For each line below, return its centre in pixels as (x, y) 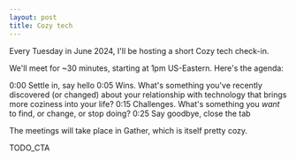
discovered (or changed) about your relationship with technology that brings (148, 95)
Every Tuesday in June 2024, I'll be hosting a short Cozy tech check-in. (139, 50)
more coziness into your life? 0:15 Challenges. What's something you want (144, 103)
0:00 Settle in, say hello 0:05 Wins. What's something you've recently (136, 85)
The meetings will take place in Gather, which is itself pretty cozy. (129, 130)
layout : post (33, 17)
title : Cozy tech (41, 26)
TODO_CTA (30, 148)
